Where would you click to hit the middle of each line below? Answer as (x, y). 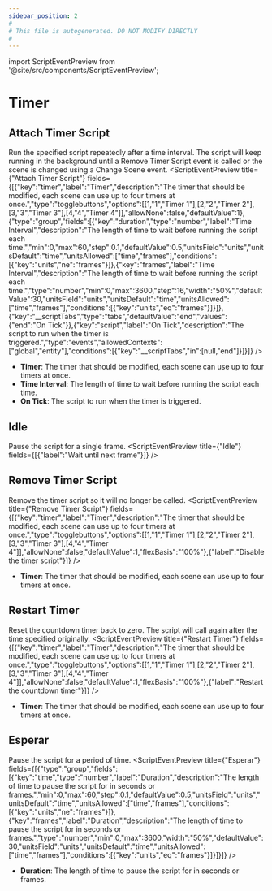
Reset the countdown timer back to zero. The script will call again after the (133, 629)
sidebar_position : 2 (43, 16)
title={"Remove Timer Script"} (58, 508)
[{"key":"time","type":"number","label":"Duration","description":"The (123, 777)
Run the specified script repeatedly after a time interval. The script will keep (135, 153)
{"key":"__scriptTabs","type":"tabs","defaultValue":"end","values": (118, 317)
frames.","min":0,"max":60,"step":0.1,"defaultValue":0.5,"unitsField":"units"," (134, 794)
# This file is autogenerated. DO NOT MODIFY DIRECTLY (103, 31)
